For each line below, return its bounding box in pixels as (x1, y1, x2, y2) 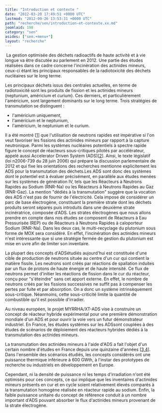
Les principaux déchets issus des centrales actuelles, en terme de (5, 82, 137, 88)
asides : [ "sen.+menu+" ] (5, 35, 53, 39)
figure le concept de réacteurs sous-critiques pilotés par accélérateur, (5, 147, 145, 153)
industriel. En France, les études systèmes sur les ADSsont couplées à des (5, 322, 154, 327)
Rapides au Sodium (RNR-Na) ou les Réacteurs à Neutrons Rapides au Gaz (5, 183, 154, 190)
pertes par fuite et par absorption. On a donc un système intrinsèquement (5, 286, 152, 292)
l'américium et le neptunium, (12, 117, 69, 123)
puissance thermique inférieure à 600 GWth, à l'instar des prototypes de (5, 357, 150, 362)
